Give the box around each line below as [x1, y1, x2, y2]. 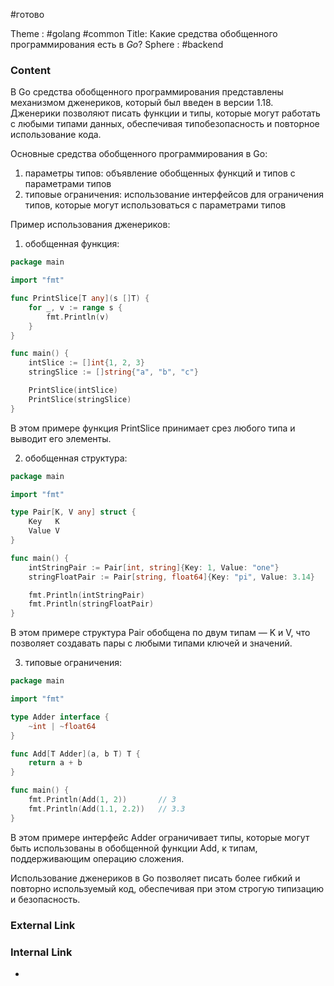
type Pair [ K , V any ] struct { [10, 507, 137, 518]
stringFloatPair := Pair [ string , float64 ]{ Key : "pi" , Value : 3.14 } [28, 572, 315, 582]
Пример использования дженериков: [10, 219, 171, 231]
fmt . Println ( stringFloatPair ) [28, 599, 155, 609]
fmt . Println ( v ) [46, 312, 110, 322]
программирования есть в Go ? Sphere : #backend [10, 39, 224, 50]
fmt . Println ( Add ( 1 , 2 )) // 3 [28, 795, 177, 805]
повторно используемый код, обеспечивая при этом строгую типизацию [10, 882, 325, 894]
